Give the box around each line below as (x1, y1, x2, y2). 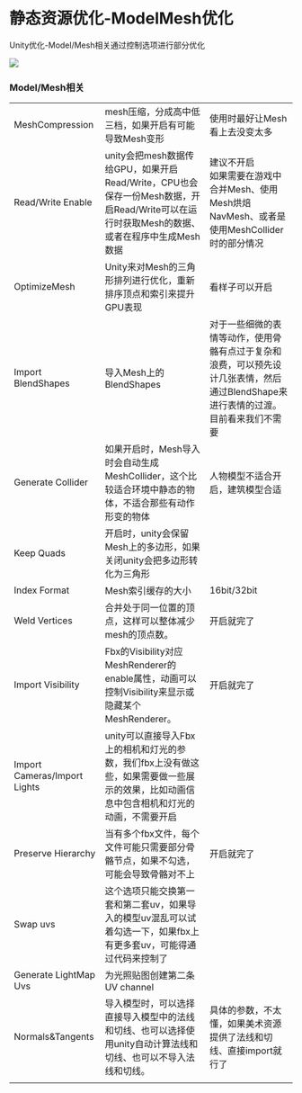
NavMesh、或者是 (209, 211, 286, 223)
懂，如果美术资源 (209, 1017, 282, 1030)
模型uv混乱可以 (122, 912, 188, 925)
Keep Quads (13, 547, 66, 560)
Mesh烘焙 (209, 197, 252, 210)
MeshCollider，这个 (104, 470, 189, 482)
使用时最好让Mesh (209, 112, 288, 125)
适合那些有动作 (131, 497, 195, 509)
